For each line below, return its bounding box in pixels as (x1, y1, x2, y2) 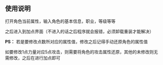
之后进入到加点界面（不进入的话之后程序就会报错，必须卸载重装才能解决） (5, 28, 154, 34)
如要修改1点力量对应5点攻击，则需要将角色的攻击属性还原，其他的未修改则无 (5, 49, 158, 54)
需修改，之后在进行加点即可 (5, 55, 61, 61)
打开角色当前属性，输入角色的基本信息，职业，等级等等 (5, 18, 115, 24)
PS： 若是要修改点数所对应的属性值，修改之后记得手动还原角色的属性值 (5, 39, 148, 44)
